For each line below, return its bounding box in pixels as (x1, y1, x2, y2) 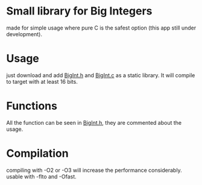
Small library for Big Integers (6, 4, 153, 18)
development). (6, 30, 42, 37)
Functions (6, 99, 57, 113)
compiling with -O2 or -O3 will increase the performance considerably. (6, 166, 182, 174)
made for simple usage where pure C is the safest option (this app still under (6, 24, 197, 31)
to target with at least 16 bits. (6, 78, 78, 85)
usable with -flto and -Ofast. (6, 173, 77, 180)
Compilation (6, 146, 69, 160)
